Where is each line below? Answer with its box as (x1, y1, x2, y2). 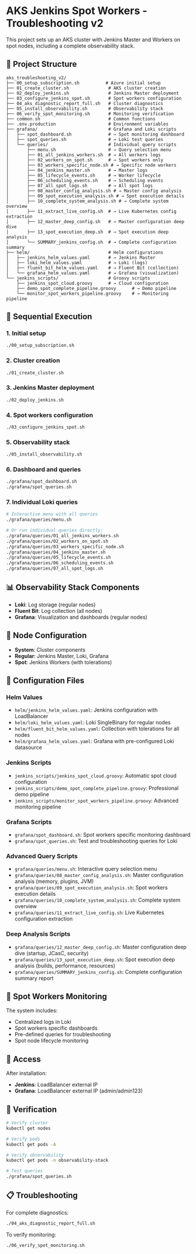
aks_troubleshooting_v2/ (6, 75, 67, 80)
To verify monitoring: (6, 1231, 57, 1238)
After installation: (6, 1070, 47, 1077)
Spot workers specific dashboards (14, 1024, 98, 1031)
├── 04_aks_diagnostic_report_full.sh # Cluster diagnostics (6, 100, 164, 106)
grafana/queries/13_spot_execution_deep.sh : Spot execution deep (14, 956, 176, 963)
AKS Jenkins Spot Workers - (6, 4, 147, 18)
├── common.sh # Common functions (6, 116, 156, 122)
